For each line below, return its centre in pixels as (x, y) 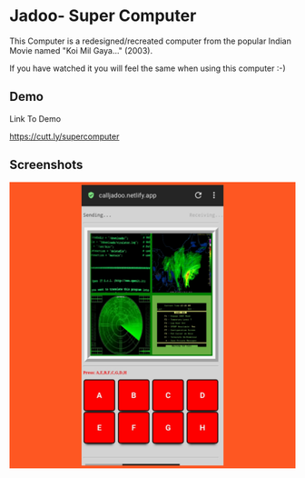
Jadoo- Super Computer (103, 16)
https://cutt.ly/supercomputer (64, 136)
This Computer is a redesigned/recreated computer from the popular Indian (151, 41)
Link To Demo (35, 118)
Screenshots (46, 165)
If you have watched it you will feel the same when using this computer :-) (148, 68)
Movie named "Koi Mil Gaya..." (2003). (81, 50)
